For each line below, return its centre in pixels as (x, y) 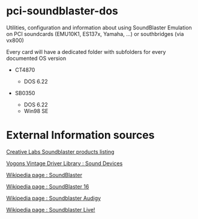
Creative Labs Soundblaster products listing (60, 151)
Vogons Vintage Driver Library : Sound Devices (64, 163)
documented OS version (36, 58)
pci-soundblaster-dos (62, 11)
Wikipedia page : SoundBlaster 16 (48, 186)
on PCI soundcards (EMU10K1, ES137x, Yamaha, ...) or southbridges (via (95, 34)
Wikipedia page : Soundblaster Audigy (53, 198)
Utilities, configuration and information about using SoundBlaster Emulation (99, 28)
